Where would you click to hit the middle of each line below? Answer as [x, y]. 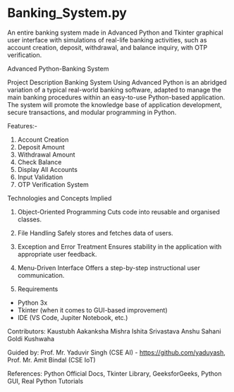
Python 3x [32, 302]
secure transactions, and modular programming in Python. [92, 112]
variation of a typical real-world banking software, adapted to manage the [115, 90]
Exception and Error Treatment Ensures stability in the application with [119, 246]
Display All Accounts [47, 169]
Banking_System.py [67, 13]
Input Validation [40, 177]
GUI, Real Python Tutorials [45, 381]
